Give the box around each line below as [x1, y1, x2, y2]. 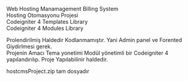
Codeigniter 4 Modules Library [6, 24, 84, 32]
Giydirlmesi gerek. [6, 43, 53, 50]
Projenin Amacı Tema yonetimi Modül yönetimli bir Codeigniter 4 [6, 49, 168, 57]
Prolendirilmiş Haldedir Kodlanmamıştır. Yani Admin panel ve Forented [6, 37, 182, 43]
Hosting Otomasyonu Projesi [6, 12, 78, 19]
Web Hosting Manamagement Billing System [6, 5, 119, 12]
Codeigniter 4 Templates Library [6, 18, 88, 25]
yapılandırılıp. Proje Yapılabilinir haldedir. [6, 56, 108, 63]
